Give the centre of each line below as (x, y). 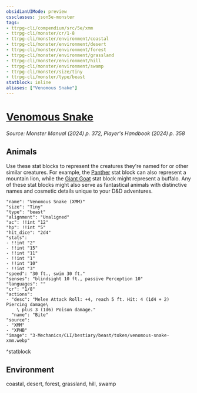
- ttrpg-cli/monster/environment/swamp (55, 66)
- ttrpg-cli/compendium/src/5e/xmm (50, 28)
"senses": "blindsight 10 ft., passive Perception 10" (75, 279)
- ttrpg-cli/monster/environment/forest (56, 50)
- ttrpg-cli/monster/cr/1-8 (41, 33)
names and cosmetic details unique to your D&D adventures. (79, 191)
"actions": (19, 294)
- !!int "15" (22, 248)
